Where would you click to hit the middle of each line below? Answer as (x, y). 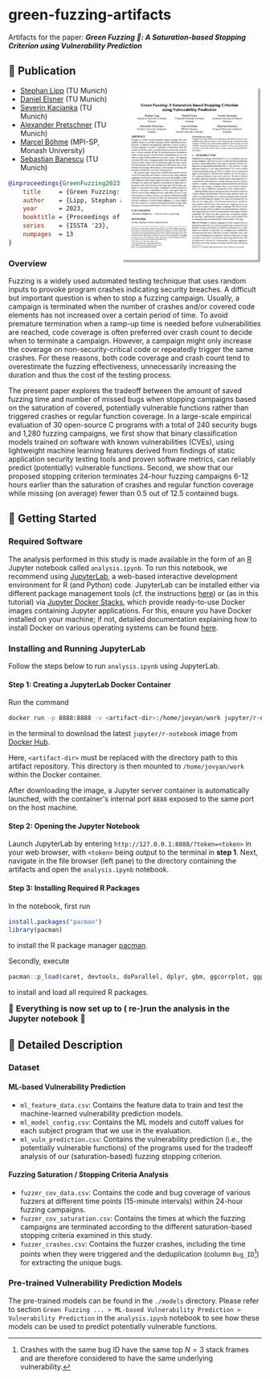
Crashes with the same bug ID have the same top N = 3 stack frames (134, 1349)
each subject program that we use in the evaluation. (106, 1130)
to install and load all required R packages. (78, 992)
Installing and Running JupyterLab (77, 648)
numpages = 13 (48, 234)
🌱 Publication (42, 71)
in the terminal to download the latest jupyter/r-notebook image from (123, 734)
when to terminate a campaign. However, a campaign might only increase (130, 341)
